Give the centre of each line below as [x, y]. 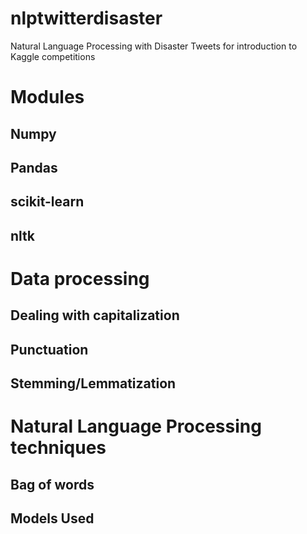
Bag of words [52, 484]
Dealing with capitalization [95, 315]
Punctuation [49, 349]
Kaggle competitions [53, 56]
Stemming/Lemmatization [93, 383]
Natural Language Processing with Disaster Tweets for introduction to [154, 46]
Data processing [80, 278]
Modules [47, 97]
